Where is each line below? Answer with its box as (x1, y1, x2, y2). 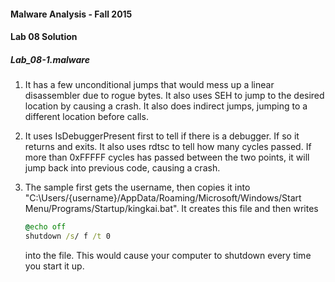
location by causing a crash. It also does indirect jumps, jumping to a (24, 100, 308, 112)
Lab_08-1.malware (10, 53, 90, 65)
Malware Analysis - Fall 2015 (10, 8, 133, 20)
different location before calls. (24, 111, 149, 123)
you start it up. (24, 260, 85, 272)
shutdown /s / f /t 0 (24, 231, 111, 242)
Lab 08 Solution (10, 31, 78, 43)
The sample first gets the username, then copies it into (24, 181, 251, 194)
